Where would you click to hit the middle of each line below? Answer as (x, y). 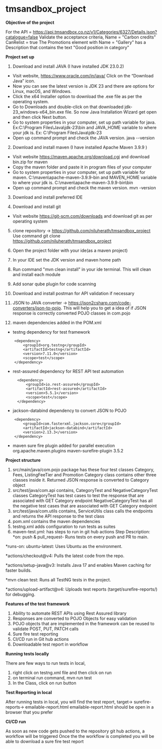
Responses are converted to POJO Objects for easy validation (74, 618)
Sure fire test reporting (35, 634)
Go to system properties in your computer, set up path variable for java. (84, 122)
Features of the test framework (38, 604)
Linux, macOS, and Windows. (42, 91)
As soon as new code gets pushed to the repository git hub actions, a (75, 731)
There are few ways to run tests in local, (46, 663)
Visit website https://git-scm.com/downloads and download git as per (82, 216)
